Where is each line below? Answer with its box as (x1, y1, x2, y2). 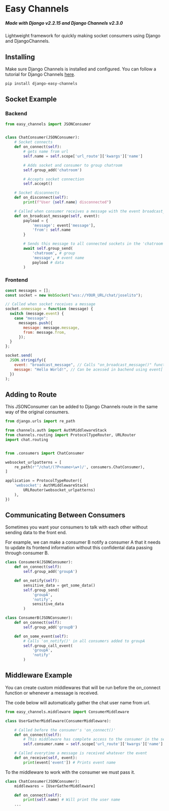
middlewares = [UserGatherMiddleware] (14, 783, 96, 788)
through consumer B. (5, 550, 49, 556)
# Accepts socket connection (23, 177, 84, 182)
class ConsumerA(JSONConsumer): (5, 560, 73, 565)
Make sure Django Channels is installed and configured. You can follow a (5, 66, 156, 72)
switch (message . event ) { (10, 311, 64, 316)
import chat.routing (5, 437, 49, 442)
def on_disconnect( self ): (14, 195, 69, 200)
